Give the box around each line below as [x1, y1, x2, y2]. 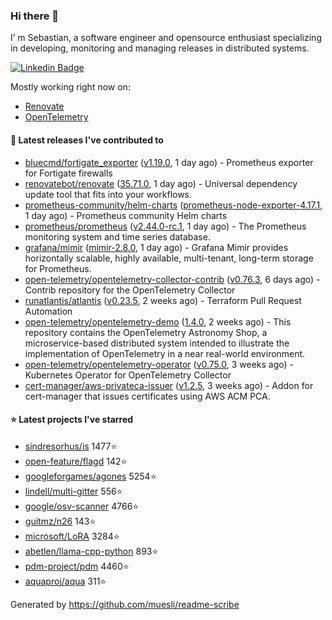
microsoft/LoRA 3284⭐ [24, 530, 120, 542]
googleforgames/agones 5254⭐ [24, 470, 157, 482]
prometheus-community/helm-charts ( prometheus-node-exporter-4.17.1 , [24, 199, 323, 211]
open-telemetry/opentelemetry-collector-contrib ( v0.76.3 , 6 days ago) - [24, 273, 321, 285]
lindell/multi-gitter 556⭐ [24, 485, 123, 497]
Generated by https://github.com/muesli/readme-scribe [10, 598, 240, 610]
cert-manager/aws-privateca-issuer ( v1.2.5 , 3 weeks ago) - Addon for [24, 379, 314, 391]
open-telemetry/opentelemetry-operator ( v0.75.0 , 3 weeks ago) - [24, 358, 294, 370]
